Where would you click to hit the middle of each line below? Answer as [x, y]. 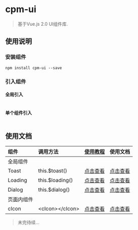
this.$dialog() [54, 190]
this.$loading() [56, 180]
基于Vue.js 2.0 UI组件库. [43, 24]
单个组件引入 [18, 113]
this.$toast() [53, 170]
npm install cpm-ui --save [34, 68]
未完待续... [28, 222]
